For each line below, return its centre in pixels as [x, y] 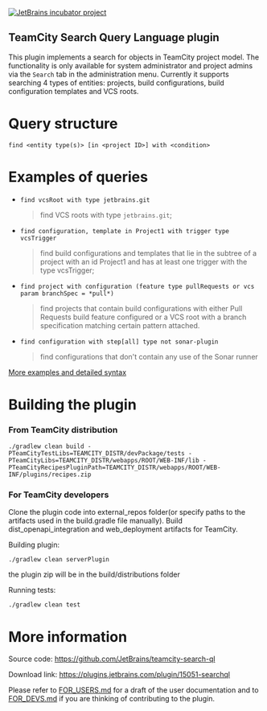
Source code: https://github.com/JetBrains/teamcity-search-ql [112, 659]
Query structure [63, 124]
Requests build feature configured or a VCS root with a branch [143, 317]
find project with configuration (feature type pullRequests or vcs [137, 286]
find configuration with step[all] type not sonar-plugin [119, 342]
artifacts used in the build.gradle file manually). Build [96, 521]
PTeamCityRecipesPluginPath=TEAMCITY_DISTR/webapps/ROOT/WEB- [115, 468]
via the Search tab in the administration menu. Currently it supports [119, 74]
